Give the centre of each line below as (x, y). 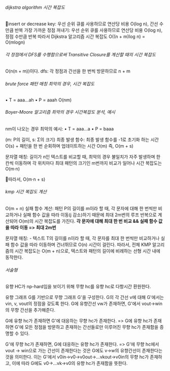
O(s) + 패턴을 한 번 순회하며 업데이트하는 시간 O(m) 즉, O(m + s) (69, 146)
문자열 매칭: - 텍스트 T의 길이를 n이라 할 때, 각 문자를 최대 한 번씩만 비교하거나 (82, 239)
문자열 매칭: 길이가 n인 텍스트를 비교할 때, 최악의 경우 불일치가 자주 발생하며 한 (83, 156)
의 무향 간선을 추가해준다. (30, 310)
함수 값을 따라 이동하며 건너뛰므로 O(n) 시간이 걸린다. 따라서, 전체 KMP (81, 245)
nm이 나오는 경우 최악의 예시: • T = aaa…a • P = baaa (60, 128)
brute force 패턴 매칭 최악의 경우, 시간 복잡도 (50, 84)
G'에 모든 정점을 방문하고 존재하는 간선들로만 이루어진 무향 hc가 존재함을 (87, 327)
